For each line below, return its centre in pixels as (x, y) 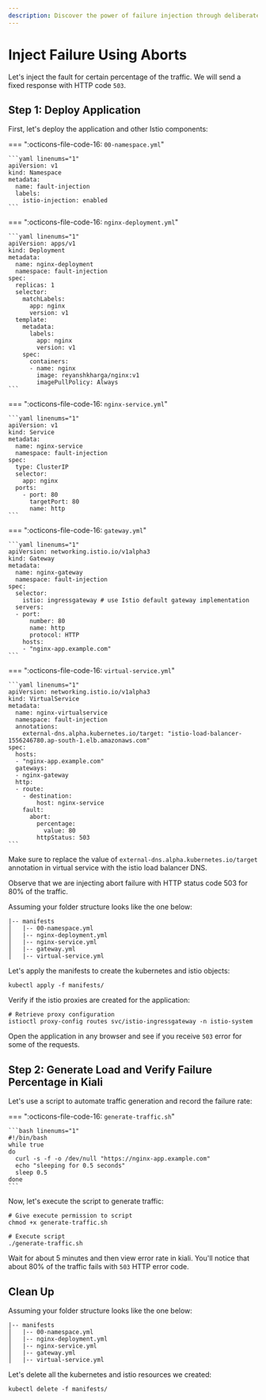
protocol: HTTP (54, 635)
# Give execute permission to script (70, 1216)
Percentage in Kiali (55, 1082)
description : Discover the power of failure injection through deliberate (134, 15)
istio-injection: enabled (65, 201)
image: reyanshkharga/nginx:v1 (88, 376)
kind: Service (32, 433)
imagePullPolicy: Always (78, 383)
